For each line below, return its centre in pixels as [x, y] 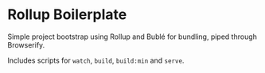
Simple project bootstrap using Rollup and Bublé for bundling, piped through [132, 36]
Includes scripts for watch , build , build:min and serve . [96, 60]
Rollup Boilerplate [67, 15]
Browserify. [26, 44]
